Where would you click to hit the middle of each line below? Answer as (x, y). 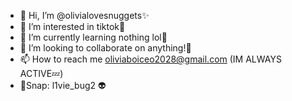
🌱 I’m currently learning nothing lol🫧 (93, 37)
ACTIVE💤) (41, 73)
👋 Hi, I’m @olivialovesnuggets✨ (84, 15)
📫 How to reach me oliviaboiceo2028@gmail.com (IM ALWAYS (150, 59)
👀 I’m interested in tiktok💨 (72, 26)
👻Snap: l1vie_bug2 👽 (63, 85)
